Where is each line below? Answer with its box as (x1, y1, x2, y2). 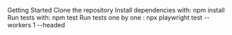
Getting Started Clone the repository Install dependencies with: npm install (7, 6, 225, 14)
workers (7, 21, 32, 29)
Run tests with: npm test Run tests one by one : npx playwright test (7, 13, 203, 22)
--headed (36, 21, 65, 29)
